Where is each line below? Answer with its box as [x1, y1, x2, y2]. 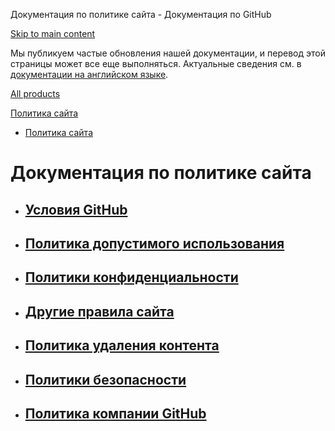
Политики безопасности [24, 371, 187, 388]
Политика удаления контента [24, 337, 220, 354]
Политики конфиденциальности [24, 269, 239, 286]
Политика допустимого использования [24, 235, 285, 252]
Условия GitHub [24, 201, 128, 218]
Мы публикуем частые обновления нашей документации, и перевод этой [10, 47, 326, 59]
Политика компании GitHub [24, 405, 207, 422]
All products [10, 88, 61, 99]
